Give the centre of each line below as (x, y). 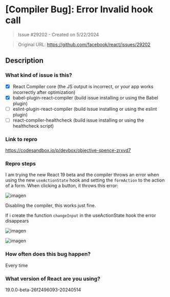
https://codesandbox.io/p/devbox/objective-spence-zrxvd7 (68, 150)
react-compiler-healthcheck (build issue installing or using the (78, 120)
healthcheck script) (33, 126)
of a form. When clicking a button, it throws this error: (62, 186)
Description (24, 61)
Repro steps (20, 164)
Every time (17, 265)
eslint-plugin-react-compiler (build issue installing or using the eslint (85, 109)
